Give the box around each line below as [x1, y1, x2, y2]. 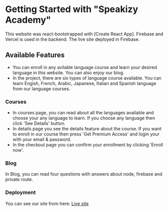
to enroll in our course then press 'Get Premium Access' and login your [12, 131, 160, 137]
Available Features [5, 51, 65, 59]
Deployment [5, 189, 36, 196]
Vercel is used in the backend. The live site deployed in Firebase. [5, 36, 140, 42]
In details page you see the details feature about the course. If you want [12, 126, 162, 132]
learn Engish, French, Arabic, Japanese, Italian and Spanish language [12, 80, 156, 86]
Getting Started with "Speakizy [5, 4, 138, 15]
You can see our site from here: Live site [5, 200, 89, 206]
